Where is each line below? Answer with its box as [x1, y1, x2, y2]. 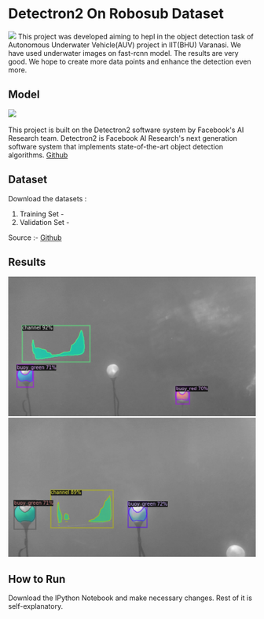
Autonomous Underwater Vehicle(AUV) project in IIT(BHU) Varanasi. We [8, 40, 242, 50]
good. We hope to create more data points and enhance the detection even [8, 57, 251, 66]
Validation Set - [19, 217, 70, 227]
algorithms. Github [8, 150, 68, 160]
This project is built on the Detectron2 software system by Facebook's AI [8, 125, 244, 134]
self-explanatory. [8, 602, 64, 611]
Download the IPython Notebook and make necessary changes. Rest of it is [8, 593, 253, 602]
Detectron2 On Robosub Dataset [8, 5, 224, 23]
